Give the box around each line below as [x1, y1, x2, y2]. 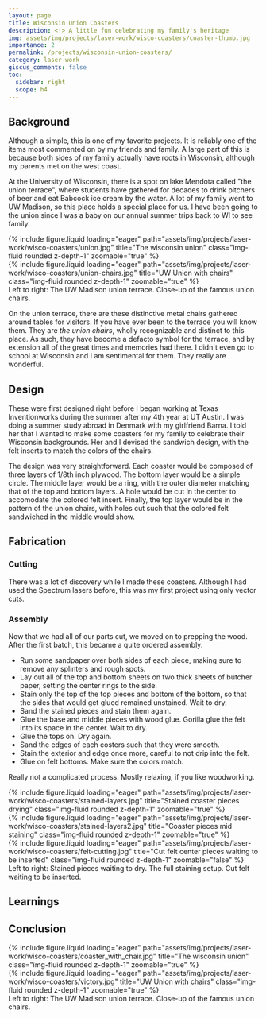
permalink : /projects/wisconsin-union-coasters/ [8, 48, 172, 56]
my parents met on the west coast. [8, 161, 121, 171]
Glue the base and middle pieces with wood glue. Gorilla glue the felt [19, 714, 245, 724]
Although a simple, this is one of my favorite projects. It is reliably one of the [8, 136, 257, 145]
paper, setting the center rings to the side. [19, 680, 157, 690]
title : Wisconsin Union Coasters [8, 19, 119, 27]
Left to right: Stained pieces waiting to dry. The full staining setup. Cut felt [8, 863, 250, 873]
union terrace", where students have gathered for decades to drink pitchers [8, 185, 256, 195]
